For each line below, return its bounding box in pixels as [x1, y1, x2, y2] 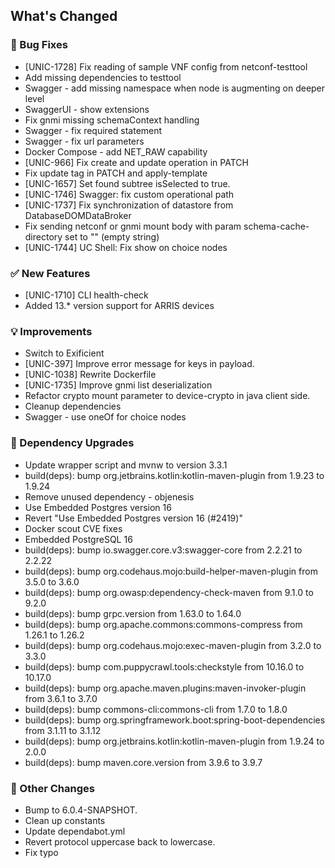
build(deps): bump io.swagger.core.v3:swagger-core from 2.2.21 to [24, 544, 303, 556]
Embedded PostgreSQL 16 [24, 533, 133, 545]
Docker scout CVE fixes [24, 522, 123, 534]
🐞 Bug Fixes [10, 38, 68, 52]
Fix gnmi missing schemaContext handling [24, 114, 200, 126]
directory [24, 230, 63, 243]
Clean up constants [24, 814, 106, 826]
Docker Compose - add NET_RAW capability [24, 145, 208, 158]
